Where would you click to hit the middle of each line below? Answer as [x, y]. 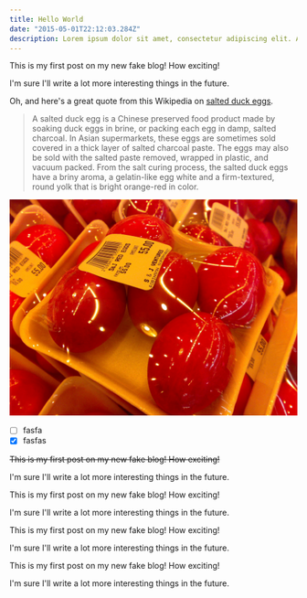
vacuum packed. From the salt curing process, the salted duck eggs [160, 167]
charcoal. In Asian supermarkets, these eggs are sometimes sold [153, 138]
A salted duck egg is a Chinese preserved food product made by [153, 119]
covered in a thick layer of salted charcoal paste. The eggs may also [160, 148]
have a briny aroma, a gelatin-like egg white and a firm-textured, [153, 177]
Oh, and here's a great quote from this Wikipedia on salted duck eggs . [142, 101]
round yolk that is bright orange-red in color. [115, 187]
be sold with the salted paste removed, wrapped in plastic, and [150, 158]
